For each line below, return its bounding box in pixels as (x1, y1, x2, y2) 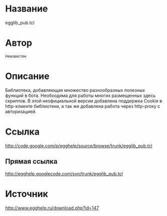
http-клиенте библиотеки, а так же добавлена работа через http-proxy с (5, 103, 160, 109)
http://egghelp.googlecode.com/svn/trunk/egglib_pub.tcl (5, 170, 123, 176)
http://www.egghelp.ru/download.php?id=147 (5, 204, 99, 211)
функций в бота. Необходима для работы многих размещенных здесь (5, 92, 156, 98)
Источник (5, 188, 49, 199)
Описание (5, 71, 50, 82)
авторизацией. (5, 109, 37, 115)
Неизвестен (5, 54, 27, 59)
